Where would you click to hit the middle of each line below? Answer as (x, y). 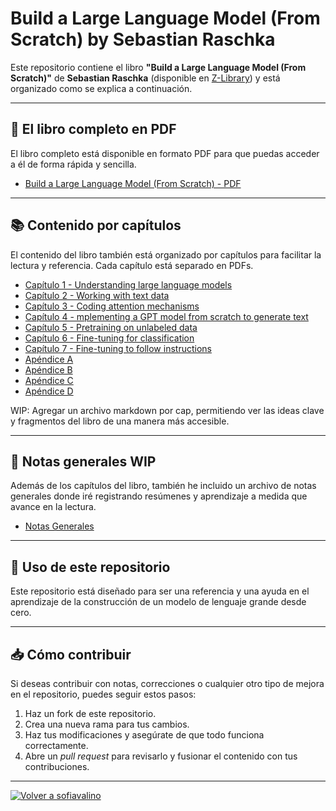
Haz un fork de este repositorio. (90, 713)
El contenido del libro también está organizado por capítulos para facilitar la (166, 254)
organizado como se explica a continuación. (101, 88)
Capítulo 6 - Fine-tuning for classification (109, 338)
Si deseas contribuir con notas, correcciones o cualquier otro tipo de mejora (167, 683)
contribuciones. (57, 766)
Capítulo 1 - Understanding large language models (128, 284)
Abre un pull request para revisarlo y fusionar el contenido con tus (161, 756)
